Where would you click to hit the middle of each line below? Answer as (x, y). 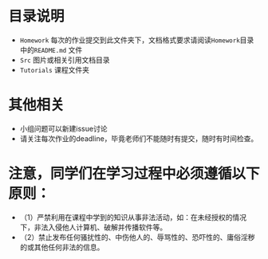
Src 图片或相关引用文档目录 (65, 60)
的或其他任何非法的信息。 (62, 247)
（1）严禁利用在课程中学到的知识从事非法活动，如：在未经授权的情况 (133, 217)
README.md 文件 (58, 49)
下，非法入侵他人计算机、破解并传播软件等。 (93, 227)
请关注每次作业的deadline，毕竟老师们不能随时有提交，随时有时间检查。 (139, 138)
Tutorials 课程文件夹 (55, 69)
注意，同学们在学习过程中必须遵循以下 (134, 174)
